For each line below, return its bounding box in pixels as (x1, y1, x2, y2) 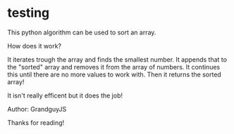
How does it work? (7, 41, 62, 50)
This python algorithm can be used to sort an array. (7, 28, 156, 36)
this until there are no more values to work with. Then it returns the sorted (7, 70, 222, 79)
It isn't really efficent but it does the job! (7, 91, 123, 100)
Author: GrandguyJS (7, 105, 67, 113)
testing (7, 5, 50, 21)
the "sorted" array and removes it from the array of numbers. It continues (7, 62, 221, 71)
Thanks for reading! (7, 118, 65, 127)
